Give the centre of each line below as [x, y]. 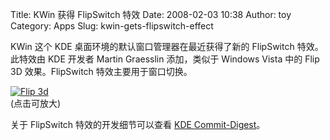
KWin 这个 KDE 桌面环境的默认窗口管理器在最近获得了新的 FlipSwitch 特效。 [167, 46]
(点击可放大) [36, 103]
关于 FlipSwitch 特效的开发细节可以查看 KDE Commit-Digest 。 [138, 124]
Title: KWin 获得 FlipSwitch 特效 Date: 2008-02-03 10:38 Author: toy [151, 14]
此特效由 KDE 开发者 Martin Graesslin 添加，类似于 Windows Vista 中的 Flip [165, 59]
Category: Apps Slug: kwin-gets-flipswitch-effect [112, 26]
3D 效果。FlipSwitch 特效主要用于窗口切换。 [101, 71]
